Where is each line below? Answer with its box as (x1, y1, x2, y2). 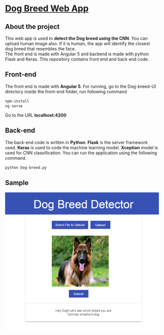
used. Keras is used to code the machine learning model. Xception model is (5, 144, 158, 150)
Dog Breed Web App (5, 3, 89, 14)
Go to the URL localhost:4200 (5, 112, 67, 118)
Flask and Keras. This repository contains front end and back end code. (5, 56, 149, 62)
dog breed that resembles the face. (5, 46, 76, 51)
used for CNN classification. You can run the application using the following (5, 150, 157, 156)
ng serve (5, 103, 23, 108)
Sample (5, 178, 29, 187)
